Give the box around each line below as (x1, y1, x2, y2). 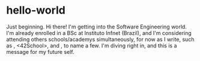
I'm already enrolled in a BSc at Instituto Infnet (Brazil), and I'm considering (6, 29, 192, 36)
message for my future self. (6, 48, 74, 55)
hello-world (6, 4, 66, 17)
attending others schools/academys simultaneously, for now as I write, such (6, 36, 195, 43)
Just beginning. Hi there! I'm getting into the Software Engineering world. (6, 23, 187, 30)
